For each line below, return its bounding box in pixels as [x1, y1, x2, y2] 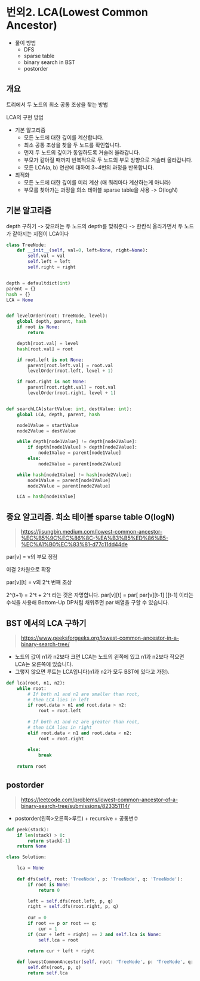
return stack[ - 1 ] [27, 838, 70, 844]
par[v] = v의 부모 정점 [6, 553, 58, 561]
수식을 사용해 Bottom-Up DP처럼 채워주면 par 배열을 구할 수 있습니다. [6, 599, 170, 606]
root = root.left [38, 708, 82, 714]
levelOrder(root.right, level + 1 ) [27, 390, 116, 396]
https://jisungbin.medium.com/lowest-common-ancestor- [20, 528, 163, 535]
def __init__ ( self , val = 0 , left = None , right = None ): [17, 247, 148, 253]
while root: [17, 685, 47, 692]
